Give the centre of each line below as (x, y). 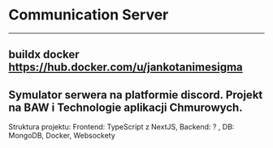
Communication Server (89, 15)
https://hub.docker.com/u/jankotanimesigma (126, 68)
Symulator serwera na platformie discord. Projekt (136, 95)
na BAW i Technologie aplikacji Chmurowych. (126, 107)
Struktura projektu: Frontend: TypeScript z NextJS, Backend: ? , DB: (121, 127)
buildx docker (44, 55)
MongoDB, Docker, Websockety (62, 136)
